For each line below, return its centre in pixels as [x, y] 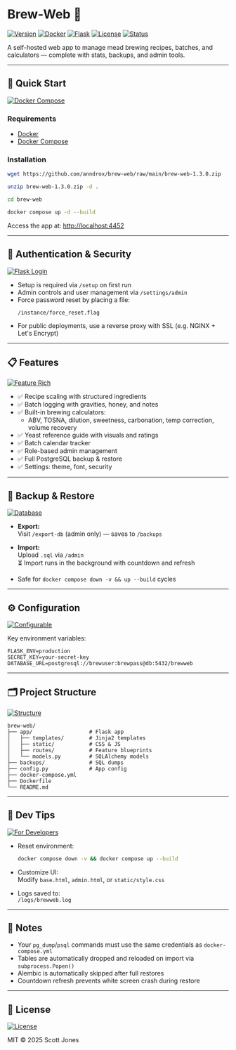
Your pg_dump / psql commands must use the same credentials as [110, 945]
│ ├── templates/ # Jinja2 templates [77, 738]
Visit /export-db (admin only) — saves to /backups [90, 534]
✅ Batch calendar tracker [54, 443]
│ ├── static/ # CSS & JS [64, 744]
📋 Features [33, 363]
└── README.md [28, 787]
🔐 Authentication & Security [70, 255]
